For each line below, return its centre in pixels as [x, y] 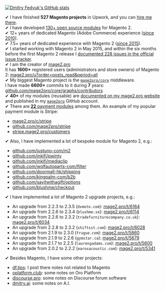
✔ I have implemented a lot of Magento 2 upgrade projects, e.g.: [70, 197]
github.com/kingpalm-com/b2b [44, 177]
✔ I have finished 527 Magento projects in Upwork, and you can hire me [79, 17]
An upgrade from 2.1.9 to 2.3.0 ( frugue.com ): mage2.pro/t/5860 [76, 233]
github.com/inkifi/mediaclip [40, 161]
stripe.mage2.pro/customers [41, 131]
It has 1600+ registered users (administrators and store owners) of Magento [82, 70]
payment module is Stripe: [32, 111]
